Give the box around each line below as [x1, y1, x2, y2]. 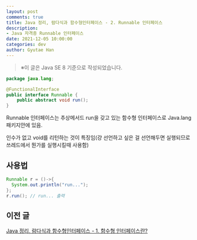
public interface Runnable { [6, 92, 78, 98]
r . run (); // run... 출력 [6, 193, 65, 199]
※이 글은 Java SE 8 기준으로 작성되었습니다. [20, 64, 123, 71]
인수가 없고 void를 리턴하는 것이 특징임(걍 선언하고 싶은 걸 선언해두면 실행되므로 [6, 134, 190, 142]
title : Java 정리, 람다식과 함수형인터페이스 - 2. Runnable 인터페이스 [6, 19, 163, 25]
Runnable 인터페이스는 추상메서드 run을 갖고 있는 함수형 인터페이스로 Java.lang [6, 114, 192, 121]
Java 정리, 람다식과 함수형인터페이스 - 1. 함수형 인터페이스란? [6, 228, 148, 235]
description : [6, 25, 38, 31]
